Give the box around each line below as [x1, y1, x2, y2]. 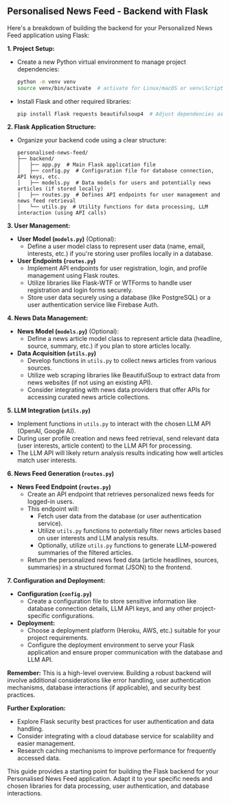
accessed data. [16, 754, 61, 762]
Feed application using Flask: [7, 31, 90, 39]
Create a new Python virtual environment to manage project [16, 58, 187, 66]
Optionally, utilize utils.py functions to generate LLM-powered [37, 541, 217, 549]
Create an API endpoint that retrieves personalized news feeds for [27, 490, 215, 498]
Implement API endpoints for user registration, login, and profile [27, 264, 207, 272]
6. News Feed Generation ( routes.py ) [7, 470, 115, 478]
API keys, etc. [16, 173, 61, 181]
